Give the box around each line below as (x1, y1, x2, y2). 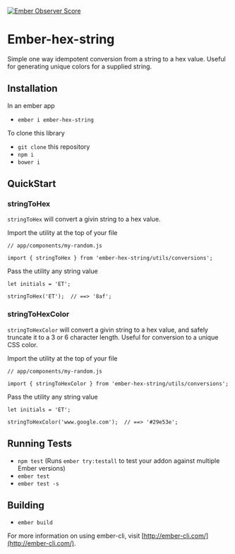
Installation (7, 83, 58, 95)
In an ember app (7, 101, 55, 109)
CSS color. (7, 340, 38, 349)
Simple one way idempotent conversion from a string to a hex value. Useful (7, 54, 226, 63)
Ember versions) (17, 464, 66, 472)
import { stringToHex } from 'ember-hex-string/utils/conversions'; (7, 255, 213, 262)
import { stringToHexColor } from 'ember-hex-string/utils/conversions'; (7, 380, 229, 387)
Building (7, 499, 44, 511)
